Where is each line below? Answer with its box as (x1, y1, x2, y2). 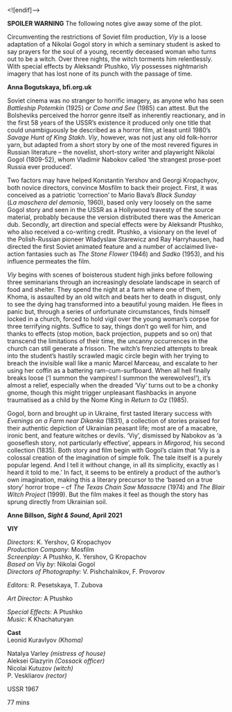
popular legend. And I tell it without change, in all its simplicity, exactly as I (7, 461, 220, 469)
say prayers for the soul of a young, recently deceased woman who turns (7, 48, 217, 55)
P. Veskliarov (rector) (7, 672, 67, 679)
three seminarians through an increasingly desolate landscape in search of (7, 278, 220, 286)
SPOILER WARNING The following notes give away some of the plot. (7, 19, 203, 27)
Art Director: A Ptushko (7, 594, 73, 602)
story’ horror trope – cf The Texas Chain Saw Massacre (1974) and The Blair (7, 483, 225, 491)
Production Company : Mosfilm (7, 546, 95, 553)
